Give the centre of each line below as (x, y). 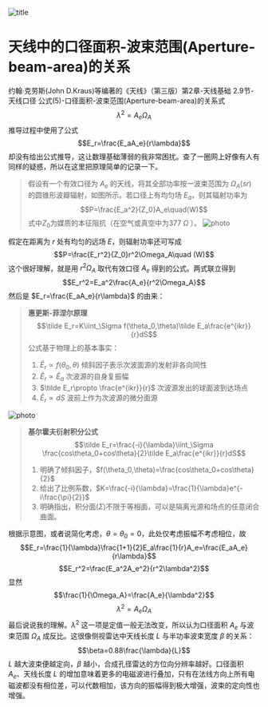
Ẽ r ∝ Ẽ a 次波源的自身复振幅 (84, 377)
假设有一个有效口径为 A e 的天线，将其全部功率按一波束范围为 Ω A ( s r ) (140, 185)
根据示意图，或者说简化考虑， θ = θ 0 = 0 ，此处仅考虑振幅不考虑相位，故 (127, 534)
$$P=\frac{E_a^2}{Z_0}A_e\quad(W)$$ (144, 209)
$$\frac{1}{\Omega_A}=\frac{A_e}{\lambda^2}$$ (134, 595)
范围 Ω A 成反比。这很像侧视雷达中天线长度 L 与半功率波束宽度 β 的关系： (134, 637)
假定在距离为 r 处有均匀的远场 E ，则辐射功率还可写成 (95, 241)
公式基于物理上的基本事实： (73, 348)
